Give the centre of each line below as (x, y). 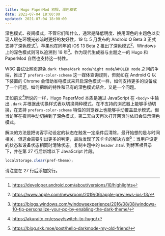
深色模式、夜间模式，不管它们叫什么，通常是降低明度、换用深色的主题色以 (80, 33)
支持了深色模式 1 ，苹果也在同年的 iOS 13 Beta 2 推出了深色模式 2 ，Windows (81, 46)
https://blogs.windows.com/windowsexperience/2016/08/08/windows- (84, 204)
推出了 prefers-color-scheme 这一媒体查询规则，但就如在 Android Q (82, 75)
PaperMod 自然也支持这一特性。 (38, 58)
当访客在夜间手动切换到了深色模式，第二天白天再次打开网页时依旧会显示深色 (82, 116)
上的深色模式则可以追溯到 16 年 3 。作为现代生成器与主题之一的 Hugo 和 (77, 52)
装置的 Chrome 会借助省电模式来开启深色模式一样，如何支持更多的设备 (81, 81)
